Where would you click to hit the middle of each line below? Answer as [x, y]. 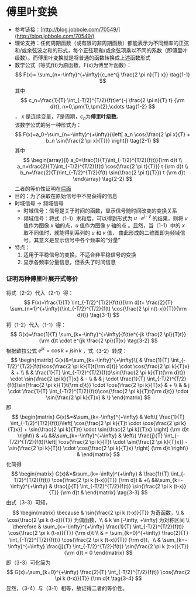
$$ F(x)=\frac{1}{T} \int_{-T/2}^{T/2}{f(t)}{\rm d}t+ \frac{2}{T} [98, 302]
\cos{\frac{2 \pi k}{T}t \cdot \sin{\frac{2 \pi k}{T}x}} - [123, 442]
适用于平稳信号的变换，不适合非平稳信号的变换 [80, 255]
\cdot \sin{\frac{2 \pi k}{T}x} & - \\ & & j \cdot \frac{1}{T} [78, 379]
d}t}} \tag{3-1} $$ [98, 315]
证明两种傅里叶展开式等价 [42, 279]
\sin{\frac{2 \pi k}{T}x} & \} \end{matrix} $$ [98, 397]
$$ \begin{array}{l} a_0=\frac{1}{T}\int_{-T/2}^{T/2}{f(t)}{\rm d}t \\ [103, 160]
